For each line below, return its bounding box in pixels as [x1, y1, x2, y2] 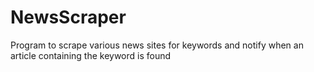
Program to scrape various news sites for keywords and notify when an [10, 39, 304, 51]
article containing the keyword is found [10, 49, 172, 61]
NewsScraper [10, 6, 127, 29]
